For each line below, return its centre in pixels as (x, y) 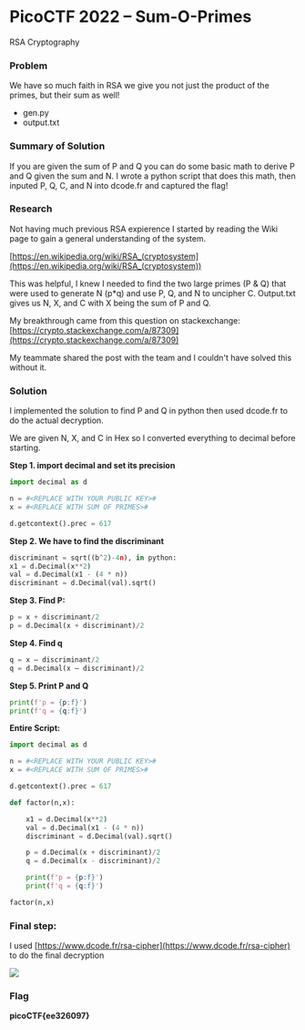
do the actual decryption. (57, 420)
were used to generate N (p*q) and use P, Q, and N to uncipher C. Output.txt (152, 293)
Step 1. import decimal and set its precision (92, 466)
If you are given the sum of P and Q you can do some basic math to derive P (152, 166)
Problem (29, 66)
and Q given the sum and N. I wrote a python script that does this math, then (152, 176)
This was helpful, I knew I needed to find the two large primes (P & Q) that (148, 283)
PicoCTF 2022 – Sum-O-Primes (131, 17)
